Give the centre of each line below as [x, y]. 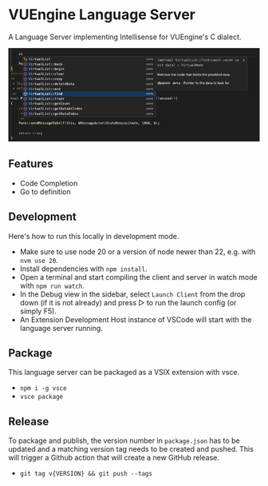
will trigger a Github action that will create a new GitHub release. [114, 458]
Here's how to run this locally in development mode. [94, 236]
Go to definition [45, 191]
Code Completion [49, 183]
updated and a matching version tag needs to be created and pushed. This [131, 449]
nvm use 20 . [39, 260]
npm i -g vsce [43, 388]
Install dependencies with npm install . [83, 269]
